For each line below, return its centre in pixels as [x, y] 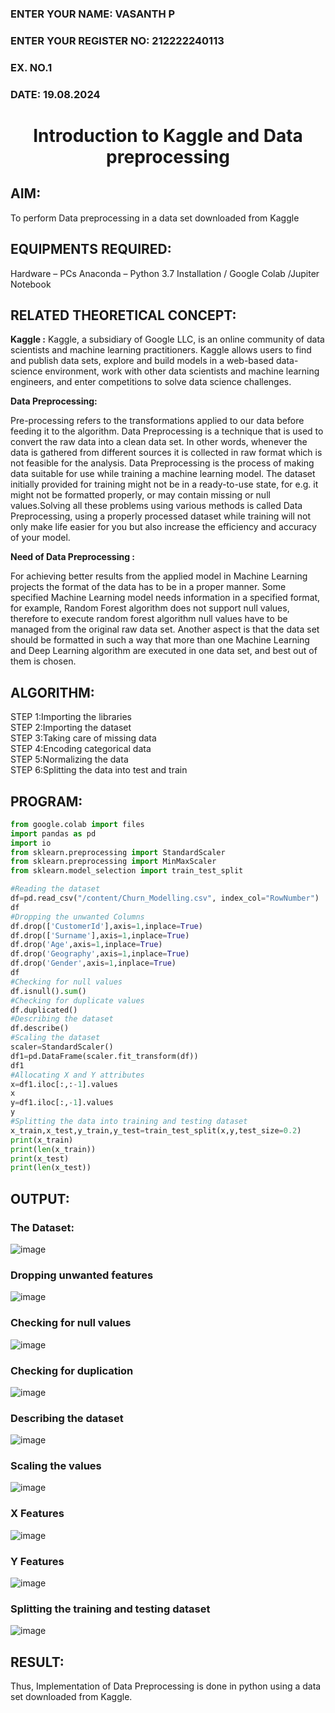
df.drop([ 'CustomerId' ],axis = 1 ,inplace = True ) [106, 926]
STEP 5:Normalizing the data [69, 759]
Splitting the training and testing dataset [110, 1609]
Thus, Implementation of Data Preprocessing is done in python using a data [166, 1686]
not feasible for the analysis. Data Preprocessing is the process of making [162, 463]
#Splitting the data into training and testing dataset [129, 1122]
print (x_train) [42, 1140]
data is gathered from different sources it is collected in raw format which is [166, 453]
